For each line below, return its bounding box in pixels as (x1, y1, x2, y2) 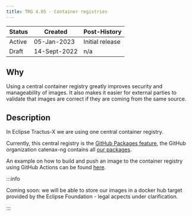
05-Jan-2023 (33, 37, 75, 46)
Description (6, 112, 51, 122)
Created (44, 27, 68, 36)
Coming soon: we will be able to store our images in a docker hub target (6, 187, 182, 194)
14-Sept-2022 (33, 47, 78, 55)
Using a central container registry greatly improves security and (6, 83, 162, 90)
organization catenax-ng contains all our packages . (6, 146, 132, 153)
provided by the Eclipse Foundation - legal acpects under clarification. (6, 193, 178, 200)
